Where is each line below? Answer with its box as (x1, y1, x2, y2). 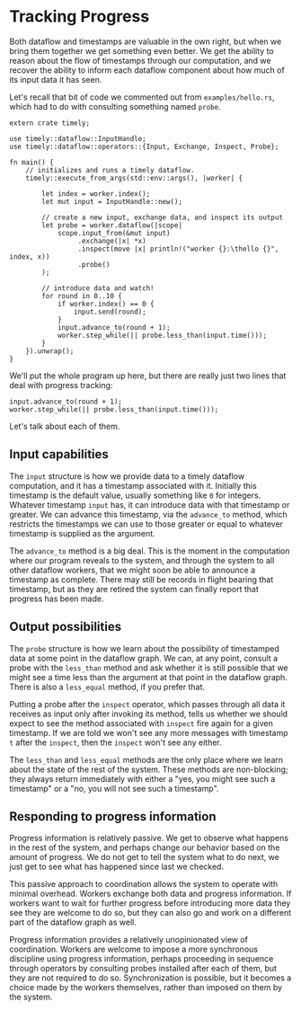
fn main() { (9, 157, 54, 167)
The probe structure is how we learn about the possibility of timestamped (9, 643, 280, 653)
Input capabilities (9, 447, 110, 462)
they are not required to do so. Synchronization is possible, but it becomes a (9, 972, 292, 983)
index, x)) (9, 252, 50, 262)
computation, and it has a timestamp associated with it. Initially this (9, 480, 258, 491)
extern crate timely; (9, 119, 91, 128)
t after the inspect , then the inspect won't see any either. (9, 737, 222, 748)
